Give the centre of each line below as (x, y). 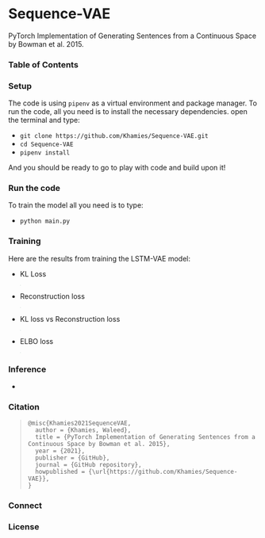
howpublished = (60, 472)
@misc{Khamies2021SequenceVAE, (79, 424)
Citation (24, 406)
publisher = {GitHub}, (73, 458)
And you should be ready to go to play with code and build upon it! (117, 168)
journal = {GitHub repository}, (88, 465)
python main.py (45, 221)
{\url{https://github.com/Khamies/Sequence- (163, 472)
